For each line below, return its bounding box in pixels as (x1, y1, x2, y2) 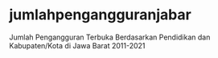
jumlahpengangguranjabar (9, 6, 191, 24)
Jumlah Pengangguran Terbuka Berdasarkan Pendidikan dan (9, 32, 211, 42)
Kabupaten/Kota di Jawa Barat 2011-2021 (9, 40, 146, 50)
